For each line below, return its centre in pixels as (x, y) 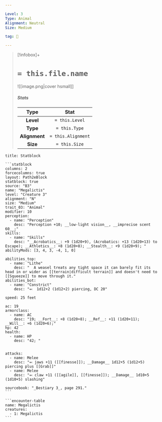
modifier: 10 (18, 212)
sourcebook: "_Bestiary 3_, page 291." (46, 388)
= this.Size (70, 144)
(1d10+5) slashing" (25, 380)
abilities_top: (21, 259)
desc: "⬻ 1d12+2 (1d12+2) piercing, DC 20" (61, 289)
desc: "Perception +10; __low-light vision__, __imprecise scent (82, 225)
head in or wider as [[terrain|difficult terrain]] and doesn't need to (81, 272)
